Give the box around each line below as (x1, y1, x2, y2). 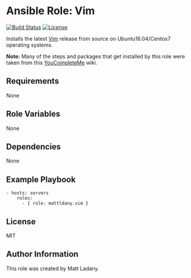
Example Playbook (6, 174, 76, 184)
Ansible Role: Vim (6, 4, 95, 18)
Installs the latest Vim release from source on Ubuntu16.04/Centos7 (6, 35, 171, 42)
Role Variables (6, 109, 60, 119)
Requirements (6, 76, 59, 86)
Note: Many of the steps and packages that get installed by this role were (6, 53, 185, 60)
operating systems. (6, 41, 53, 48)
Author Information (6, 249, 79, 259)
